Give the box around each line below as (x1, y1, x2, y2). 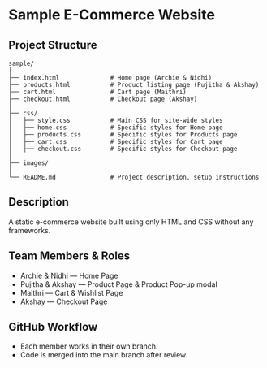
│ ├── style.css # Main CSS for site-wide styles (8, 116, 223, 124)
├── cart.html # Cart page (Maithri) (8, 88, 187, 96)
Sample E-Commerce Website (8, 6, 215, 24)
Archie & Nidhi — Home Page (19, 271, 118, 280)
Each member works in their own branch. (19, 341, 158, 351)
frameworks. (8, 225, 51, 235)
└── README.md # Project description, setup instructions (8, 173, 260, 181)
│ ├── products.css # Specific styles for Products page (8, 131, 238, 139)
